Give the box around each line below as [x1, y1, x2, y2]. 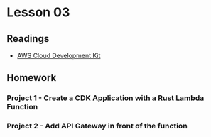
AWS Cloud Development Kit [16, 51, 101, 60]
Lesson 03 [6, 4, 70, 21]
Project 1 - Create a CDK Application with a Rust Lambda [6, 93, 205, 103]
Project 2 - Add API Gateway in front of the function [6, 121, 188, 131]
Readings [6, 33, 50, 45]
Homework [6, 72, 57, 84]
